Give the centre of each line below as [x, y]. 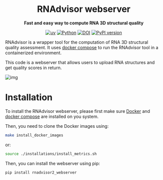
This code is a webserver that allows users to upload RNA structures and [80, 62]
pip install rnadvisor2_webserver [41, 173]
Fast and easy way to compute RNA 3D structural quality [84, 23]
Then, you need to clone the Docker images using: [57, 126]
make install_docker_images [34, 135]
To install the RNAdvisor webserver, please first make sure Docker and [78, 111]
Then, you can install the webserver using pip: [53, 163]
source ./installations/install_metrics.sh [51, 154]
